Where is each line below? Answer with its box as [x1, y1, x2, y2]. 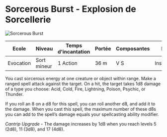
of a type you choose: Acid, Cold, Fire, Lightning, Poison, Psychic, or [5, 86, 146, 92]
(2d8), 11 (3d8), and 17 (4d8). [5, 126, 65, 132]
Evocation [7, 59, 31, 66]
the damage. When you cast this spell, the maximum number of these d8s [5, 106, 157, 112]
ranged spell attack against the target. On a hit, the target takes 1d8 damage [5, 81, 161, 87]
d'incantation [58, 48, 90, 55]
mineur [35, 63, 52, 70]
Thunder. [5, 91, 24, 97]
